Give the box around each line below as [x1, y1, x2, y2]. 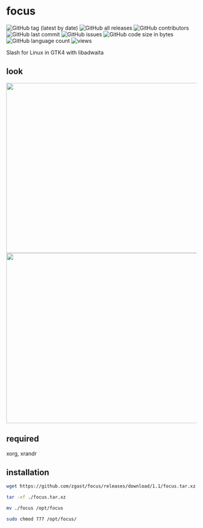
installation [6, 467, 50, 477]
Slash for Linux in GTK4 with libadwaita [6, 48, 104, 56]
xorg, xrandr [6, 449, 37, 457]
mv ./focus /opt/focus [6, 505, 63, 512]
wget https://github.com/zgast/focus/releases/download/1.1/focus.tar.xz [6, 483, 196, 489]
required [6, 434, 39, 444]
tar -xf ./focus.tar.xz [6, 494, 66, 500]
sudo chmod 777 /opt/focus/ [6, 516, 77, 522]
